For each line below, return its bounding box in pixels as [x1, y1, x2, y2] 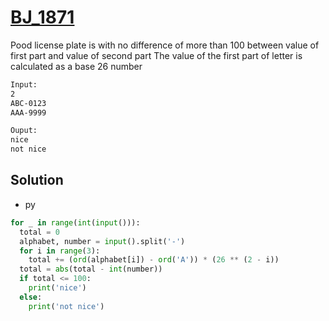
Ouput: [10, 126, 38, 136]
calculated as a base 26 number [10, 60, 143, 72]
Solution [10, 172, 64, 189]
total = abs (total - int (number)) [19, 264, 163, 275]
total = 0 [19, 227, 60, 237]
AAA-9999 [10, 107, 47, 118]
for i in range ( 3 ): [19, 246, 101, 256]
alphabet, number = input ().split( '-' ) [19, 236, 186, 246]
